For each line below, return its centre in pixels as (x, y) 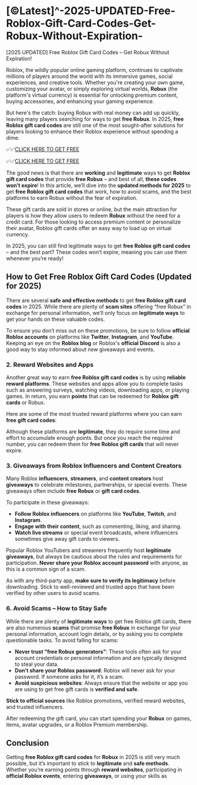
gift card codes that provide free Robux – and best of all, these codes (91, 179)
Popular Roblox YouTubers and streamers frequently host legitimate (89, 550)
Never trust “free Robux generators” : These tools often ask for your (98, 651)
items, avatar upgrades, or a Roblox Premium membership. (77, 724)
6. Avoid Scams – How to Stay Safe (56, 609)
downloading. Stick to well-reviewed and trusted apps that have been (90, 587)
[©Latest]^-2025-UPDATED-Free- (91, 11)
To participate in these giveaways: (48, 502)
